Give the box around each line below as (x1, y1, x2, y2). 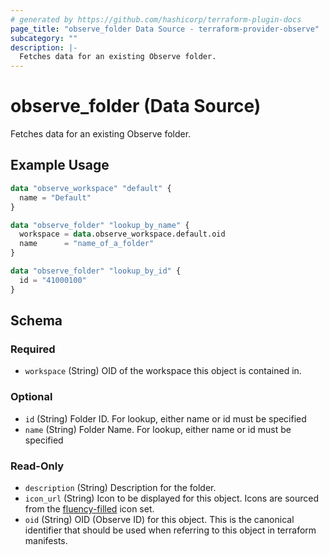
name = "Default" (19, 192, 92, 203)
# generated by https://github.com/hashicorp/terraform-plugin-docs (10, 14, 302, 25)
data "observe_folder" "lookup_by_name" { (10, 220, 190, 230)
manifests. (24, 534, 68, 546)
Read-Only (10, 459, 65, 473)
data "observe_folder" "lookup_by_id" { (10, 266, 182, 276)
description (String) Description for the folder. (24, 481, 217, 493)
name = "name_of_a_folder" (19, 239, 155, 249)
